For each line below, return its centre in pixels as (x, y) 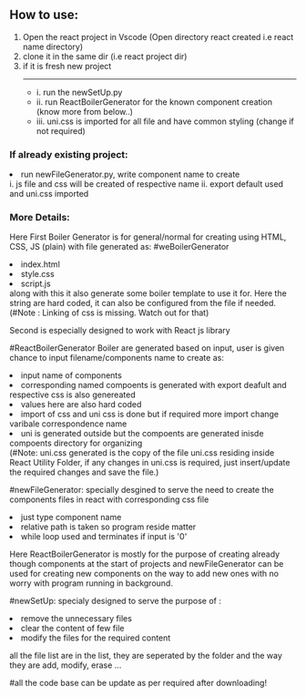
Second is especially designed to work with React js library (120, 331)
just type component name (71, 518)
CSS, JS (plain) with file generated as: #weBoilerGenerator (119, 247)
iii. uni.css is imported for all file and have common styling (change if (165, 121)
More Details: (40, 218)
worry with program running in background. (91, 583)
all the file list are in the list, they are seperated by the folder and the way (146, 656)
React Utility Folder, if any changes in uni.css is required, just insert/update (150, 463)
